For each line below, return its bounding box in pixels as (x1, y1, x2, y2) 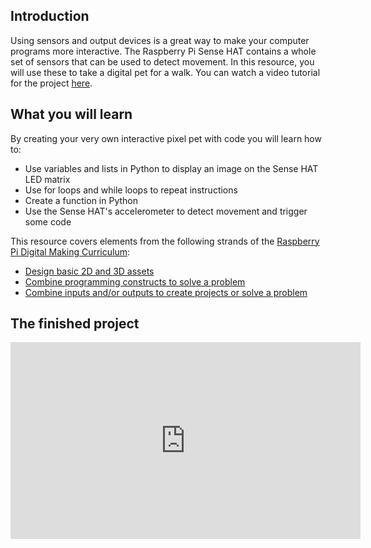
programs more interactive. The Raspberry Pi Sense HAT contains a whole (10, 45, 317, 57)
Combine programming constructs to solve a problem (24, 275, 246, 288)
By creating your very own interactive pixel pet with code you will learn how (10, 132, 322, 144)
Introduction (10, 8, 90, 25)
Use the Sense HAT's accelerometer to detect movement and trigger (24, 205, 308, 217)
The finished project (10, 315, 140, 333)
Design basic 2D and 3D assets (24, 265, 155, 277)
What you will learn (10, 106, 133, 123)
